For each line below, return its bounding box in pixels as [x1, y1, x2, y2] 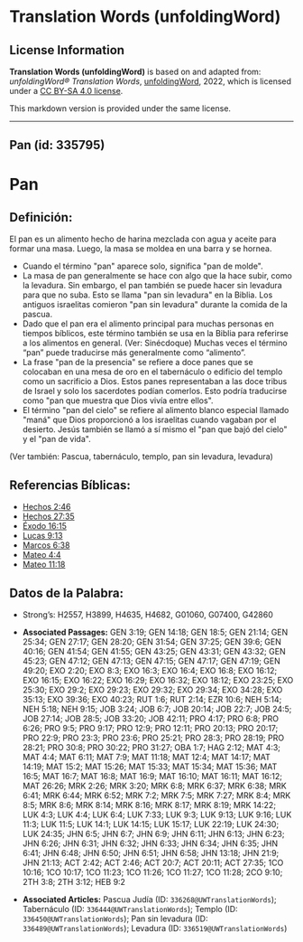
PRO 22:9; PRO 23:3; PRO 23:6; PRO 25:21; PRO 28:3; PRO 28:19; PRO [22, 732, 285, 743]
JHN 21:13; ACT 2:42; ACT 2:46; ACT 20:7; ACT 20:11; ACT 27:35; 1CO [22, 857, 284, 869]
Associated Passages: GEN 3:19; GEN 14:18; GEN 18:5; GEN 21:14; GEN [22, 626, 289, 638]
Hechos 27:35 [22, 511, 75, 522]
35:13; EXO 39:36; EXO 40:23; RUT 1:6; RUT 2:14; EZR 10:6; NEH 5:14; [22, 694, 282, 705]
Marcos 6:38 [22, 540, 70, 551]
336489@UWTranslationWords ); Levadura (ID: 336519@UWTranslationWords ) [22, 923, 288, 934]
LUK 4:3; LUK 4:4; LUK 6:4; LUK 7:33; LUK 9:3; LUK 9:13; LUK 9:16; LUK [22, 809, 292, 820]
